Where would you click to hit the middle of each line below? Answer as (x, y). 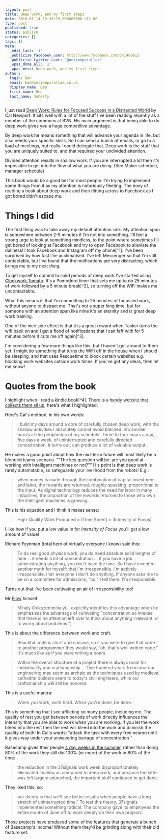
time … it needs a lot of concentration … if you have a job (75, 559)
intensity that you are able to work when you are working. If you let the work (82, 722)
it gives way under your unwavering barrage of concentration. (68, 738)
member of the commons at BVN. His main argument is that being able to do (82, 121)
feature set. (17, 833)
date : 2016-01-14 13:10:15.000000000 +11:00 (51, 19)
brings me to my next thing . (33, 266)
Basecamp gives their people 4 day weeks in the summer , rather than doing (82, 747)
